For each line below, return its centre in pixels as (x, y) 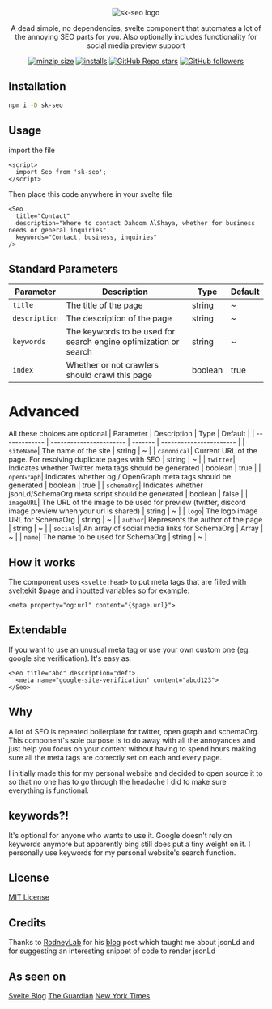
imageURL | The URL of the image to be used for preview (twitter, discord (127, 503)
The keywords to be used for (121, 332)
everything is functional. (49, 790)
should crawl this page (109, 375)
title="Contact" (43, 216)
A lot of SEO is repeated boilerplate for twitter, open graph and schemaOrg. (134, 731)
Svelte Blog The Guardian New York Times (79, 995)
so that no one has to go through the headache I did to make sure (117, 781)
